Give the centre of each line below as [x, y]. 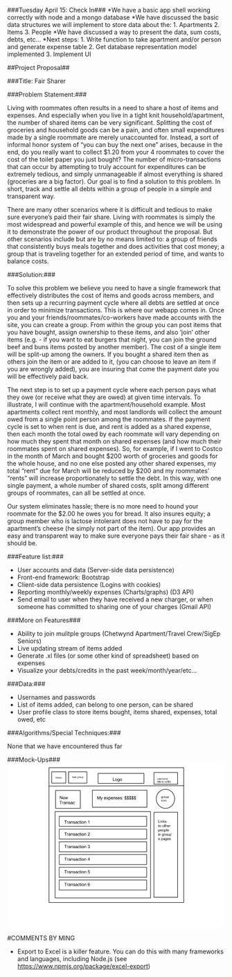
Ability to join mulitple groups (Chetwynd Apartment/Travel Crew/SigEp [119, 634]
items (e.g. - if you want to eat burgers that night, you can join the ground [112, 340]
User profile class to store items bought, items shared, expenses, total [117, 712]
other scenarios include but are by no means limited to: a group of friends [112, 239]
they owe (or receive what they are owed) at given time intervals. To [104, 397]
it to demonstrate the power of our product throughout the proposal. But [110, 232]
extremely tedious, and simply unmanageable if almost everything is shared [115, 174]
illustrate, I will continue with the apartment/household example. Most [106, 404]
